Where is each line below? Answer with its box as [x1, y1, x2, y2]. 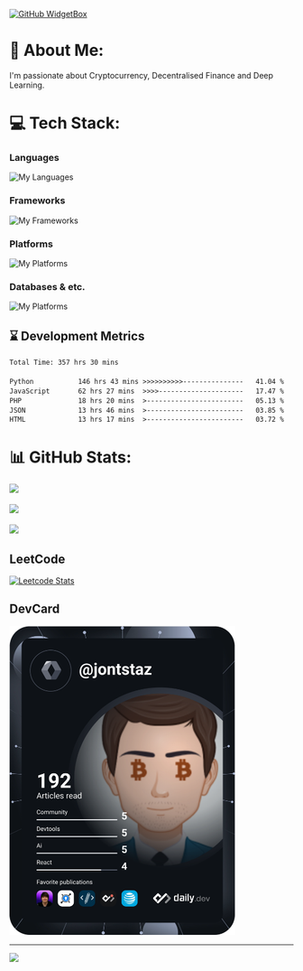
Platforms [9, 238, 54, 250]
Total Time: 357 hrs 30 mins [9, 358, 119, 368]
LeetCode [9, 551, 66, 566]
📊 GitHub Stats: [9, 447, 133, 468]
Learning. [9, 79, 45, 90]
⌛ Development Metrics [9, 328, 145, 343]
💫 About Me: [9, 41, 105, 61]
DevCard [9, 602, 60, 617]
